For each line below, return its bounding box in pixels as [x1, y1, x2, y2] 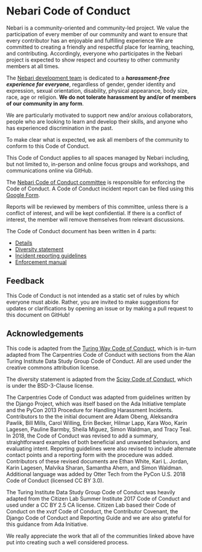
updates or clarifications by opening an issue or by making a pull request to [6, 304, 194, 312]
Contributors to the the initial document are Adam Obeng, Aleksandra [6, 413, 178, 420]
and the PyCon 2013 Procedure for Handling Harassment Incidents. [6, 406, 174, 413]
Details [14, 239, 33, 246]
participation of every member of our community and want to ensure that [6, 30, 188, 37]
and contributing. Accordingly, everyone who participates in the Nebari [6, 49, 183, 57]
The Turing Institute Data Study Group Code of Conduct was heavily [6, 488, 175, 495]
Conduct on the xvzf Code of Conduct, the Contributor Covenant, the [6, 507, 178, 515]
